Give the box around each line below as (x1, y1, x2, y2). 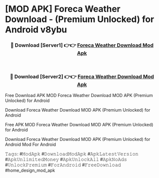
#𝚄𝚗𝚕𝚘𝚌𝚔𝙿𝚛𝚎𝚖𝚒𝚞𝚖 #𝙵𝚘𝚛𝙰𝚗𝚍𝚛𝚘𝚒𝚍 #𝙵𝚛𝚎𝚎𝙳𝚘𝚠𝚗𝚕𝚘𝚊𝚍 (5, 162, 121, 168)
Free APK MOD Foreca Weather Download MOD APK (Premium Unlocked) (5, 121, 154, 127)
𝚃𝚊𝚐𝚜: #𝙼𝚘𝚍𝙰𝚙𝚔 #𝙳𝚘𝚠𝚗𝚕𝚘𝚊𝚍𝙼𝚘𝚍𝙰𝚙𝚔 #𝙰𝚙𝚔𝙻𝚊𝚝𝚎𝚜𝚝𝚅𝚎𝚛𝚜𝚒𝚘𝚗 (5, 151, 139, 157)
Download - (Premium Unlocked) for (5, 14, 155, 25)
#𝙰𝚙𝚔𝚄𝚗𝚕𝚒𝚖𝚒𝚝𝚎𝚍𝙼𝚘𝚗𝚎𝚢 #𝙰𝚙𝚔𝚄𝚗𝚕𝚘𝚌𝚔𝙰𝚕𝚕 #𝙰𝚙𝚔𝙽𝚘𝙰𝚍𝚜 (5, 156, 127, 162)
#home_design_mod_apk (5, 167, 55, 173)
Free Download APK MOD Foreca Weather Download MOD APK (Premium (5, 92, 153, 98)
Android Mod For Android (5, 141, 56, 147)
